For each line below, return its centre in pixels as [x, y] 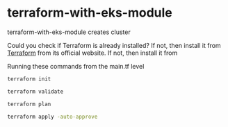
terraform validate [35, 92]
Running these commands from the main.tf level [76, 66]
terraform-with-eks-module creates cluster [69, 32]
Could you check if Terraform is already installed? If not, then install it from [114, 45]
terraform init [29, 79]
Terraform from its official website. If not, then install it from [92, 53]
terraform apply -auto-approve [52, 117]
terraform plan [29, 104]
